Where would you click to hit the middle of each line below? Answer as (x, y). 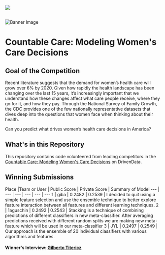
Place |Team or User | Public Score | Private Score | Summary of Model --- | (82, 189)
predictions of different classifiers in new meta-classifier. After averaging (79, 215)
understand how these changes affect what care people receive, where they (82, 98)
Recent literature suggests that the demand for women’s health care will (78, 83)
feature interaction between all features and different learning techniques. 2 (82, 205)
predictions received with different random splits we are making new (75, 220)
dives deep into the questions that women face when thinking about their (79, 114)
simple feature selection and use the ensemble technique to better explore (81, 200)
